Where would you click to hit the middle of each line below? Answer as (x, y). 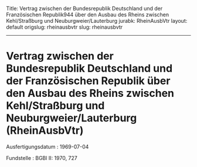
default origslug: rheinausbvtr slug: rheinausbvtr (64, 27)
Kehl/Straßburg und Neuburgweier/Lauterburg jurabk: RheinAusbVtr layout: (97, 21)
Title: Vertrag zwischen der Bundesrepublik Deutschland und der (84, 8)
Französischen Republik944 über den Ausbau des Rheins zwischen (88, 15)
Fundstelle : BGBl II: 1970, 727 (42, 158)
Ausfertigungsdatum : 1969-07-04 (47, 147)
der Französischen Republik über (88, 81)
